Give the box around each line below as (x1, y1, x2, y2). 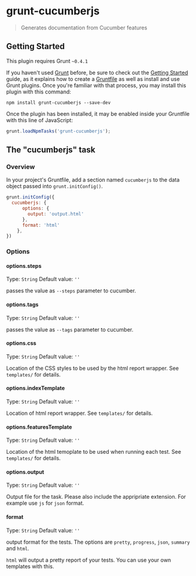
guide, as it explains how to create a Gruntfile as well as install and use (6, 75, 180, 82)
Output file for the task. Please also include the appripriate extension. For (6, 493, 186, 500)
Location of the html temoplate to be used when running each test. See (6, 448, 181, 456)
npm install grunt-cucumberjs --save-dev (6, 99, 111, 105)
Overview (6, 162, 35, 171)
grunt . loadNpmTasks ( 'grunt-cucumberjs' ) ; (6, 128, 111, 134)
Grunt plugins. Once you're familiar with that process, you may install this (6, 82, 186, 89)
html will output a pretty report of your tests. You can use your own (6, 556, 171, 563)
